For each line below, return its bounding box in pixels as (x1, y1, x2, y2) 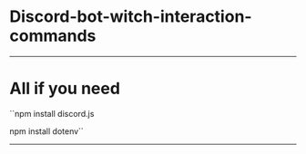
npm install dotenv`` (9, 125, 84, 137)
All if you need (9, 79, 121, 99)
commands (9, 25, 97, 46)
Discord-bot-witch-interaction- (9, 6, 252, 27)
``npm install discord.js (9, 108, 95, 119)
